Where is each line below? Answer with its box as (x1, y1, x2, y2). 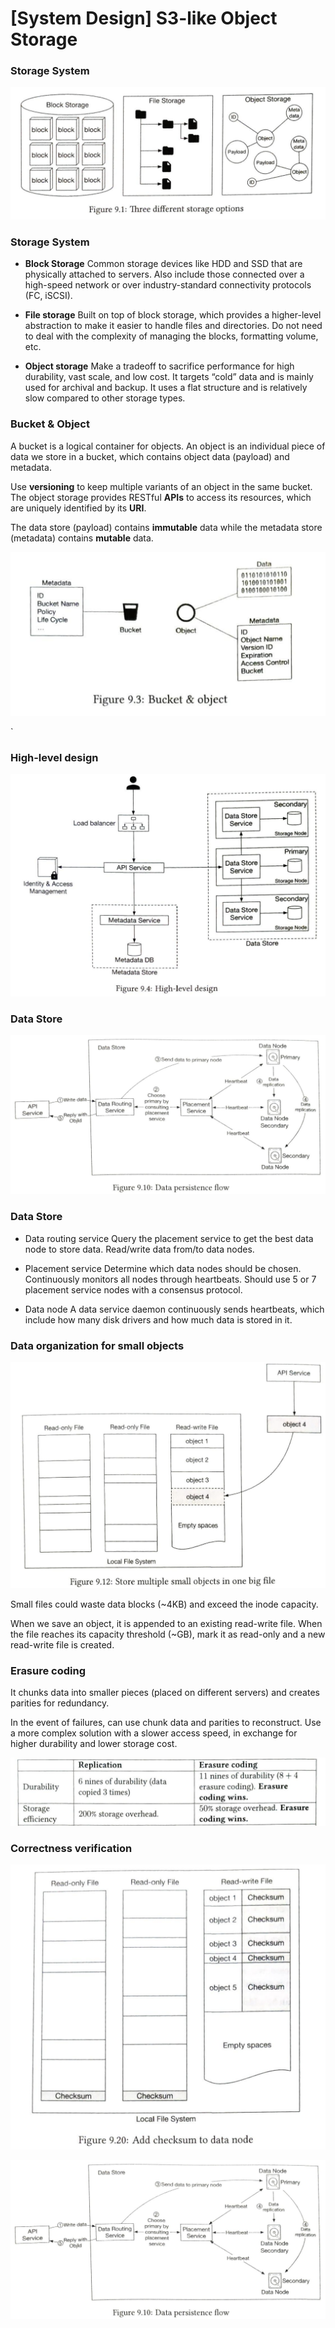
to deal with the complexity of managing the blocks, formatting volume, (24, 330, 319, 342)
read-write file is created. (10, 1639, 115, 1651)
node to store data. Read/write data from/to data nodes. (24, 1243, 255, 1255)
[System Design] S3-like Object (10, 7, 278, 30)
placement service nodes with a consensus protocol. (24, 1283, 243, 1296)
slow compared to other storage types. (24, 392, 186, 404)
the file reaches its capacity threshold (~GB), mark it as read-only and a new (10, 1628, 326, 1641)
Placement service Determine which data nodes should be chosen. (24, 1262, 302, 1274)
